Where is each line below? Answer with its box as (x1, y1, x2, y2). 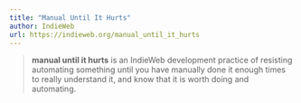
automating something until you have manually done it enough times (31, 64, 287, 75)
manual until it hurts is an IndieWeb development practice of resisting (31, 55, 293, 66)
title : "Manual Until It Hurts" (9, 13, 131, 23)
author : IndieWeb (9, 22, 75, 31)
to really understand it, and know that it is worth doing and (31, 74, 249, 85)
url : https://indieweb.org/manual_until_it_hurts (9, 30, 201, 39)
